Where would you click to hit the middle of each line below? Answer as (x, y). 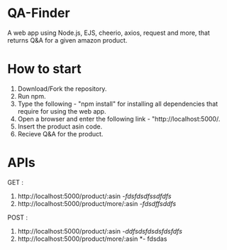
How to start (44, 69)
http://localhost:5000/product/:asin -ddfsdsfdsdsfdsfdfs (100, 231)
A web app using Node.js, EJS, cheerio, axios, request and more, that (109, 33)
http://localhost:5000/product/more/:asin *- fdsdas (92, 239)
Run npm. (32, 96)
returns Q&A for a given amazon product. (67, 40)
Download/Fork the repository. (62, 88)
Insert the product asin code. (60, 126)
